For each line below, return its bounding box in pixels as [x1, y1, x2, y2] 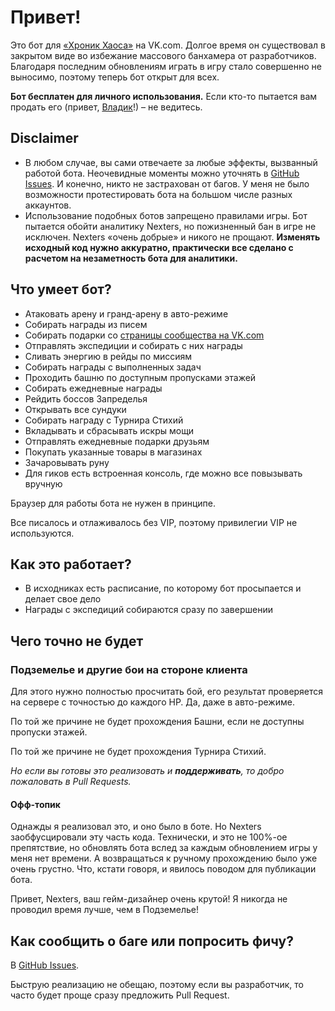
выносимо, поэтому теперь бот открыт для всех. [10, 71, 220, 83]
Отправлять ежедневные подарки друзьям [24, 435, 210, 447]
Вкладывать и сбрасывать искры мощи [24, 424, 195, 436]
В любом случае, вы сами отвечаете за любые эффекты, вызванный [24, 156, 318, 168]
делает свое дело [24, 593, 102, 605]
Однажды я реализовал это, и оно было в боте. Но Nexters [10, 821, 262, 833]
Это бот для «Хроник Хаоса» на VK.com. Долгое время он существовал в [10, 39, 326, 51]
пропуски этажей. [10, 726, 88, 738]
